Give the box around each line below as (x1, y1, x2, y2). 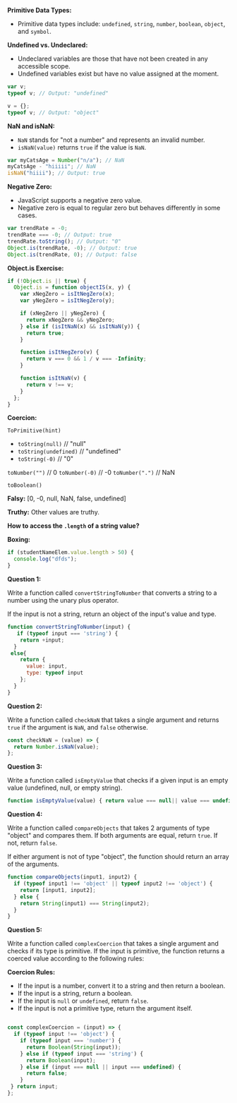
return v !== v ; (25, 381, 74, 388)
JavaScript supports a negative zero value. (17, 196, 142, 205)
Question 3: (7, 762, 43, 771)
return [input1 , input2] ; (20, 886, 97, 893)
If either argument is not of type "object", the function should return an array (7, 852, 229, 861)
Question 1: (7, 575, 42, 583)
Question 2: (7, 701, 42, 710)
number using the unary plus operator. (7, 596, 119, 604)
